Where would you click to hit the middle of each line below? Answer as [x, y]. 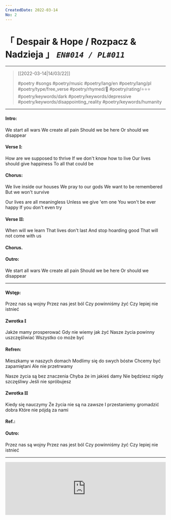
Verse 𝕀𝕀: [15, 219]
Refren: [13, 350]
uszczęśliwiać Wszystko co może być [45, 338]
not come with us [23, 236]
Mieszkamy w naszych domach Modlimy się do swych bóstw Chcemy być [83, 361]
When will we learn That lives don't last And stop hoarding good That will [82, 231]
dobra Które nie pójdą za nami [37, 410]
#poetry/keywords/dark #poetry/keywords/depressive [74, 96]
